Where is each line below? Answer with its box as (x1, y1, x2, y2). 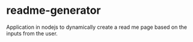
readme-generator (6, 4, 101, 17)
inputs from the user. (6, 29, 58, 37)
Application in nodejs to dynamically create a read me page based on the (6, 23, 188, 31)
